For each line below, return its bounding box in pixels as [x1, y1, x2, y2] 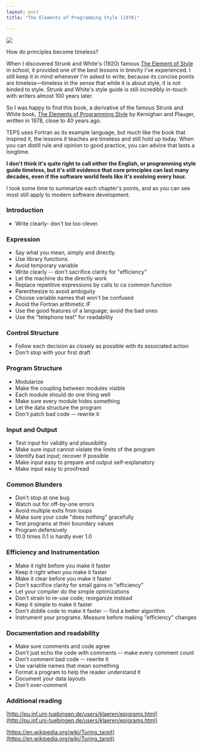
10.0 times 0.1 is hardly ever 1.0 [15, 533, 92, 540]
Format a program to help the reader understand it [15, 668, 141, 676]
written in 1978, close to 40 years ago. [6, 117, 102, 124]
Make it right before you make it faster [15, 562, 111, 569]
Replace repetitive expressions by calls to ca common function [15, 281, 172, 289]
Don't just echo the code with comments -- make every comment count [15, 649, 195, 656]
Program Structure [6, 364, 62, 373]
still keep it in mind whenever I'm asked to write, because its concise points [6, 72, 195, 80]
